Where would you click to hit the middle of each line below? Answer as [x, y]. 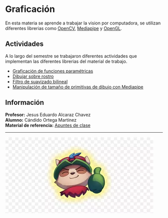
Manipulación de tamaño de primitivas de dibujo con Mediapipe [78, 87]
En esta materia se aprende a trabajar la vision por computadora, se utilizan [83, 23]
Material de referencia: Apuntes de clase [48, 125]
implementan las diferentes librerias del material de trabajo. [66, 61]
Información [24, 103]
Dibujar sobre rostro [33, 76]
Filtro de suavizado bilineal [40, 81]
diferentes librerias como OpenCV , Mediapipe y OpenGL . [64, 28]
